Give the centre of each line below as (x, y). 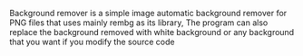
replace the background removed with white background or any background (152, 32)
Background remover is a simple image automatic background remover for (148, 13)
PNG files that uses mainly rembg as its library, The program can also (139, 23)
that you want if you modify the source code (92, 42)
